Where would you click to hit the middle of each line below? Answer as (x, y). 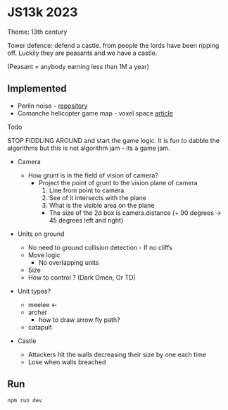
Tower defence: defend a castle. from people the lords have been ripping (113, 45)
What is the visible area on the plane (102, 205)
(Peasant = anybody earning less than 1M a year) (78, 66)
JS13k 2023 (43, 12)
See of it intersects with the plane (97, 197)
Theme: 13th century (37, 32)
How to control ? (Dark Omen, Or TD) (82, 277)
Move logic (44, 255)
